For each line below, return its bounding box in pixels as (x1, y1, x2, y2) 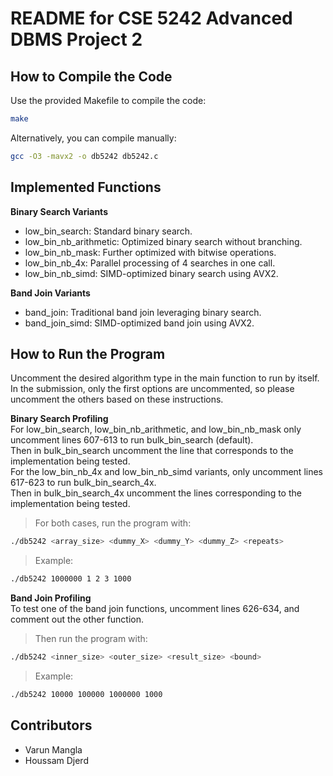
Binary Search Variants (10, 205, 108, 217)
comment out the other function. (10, 613, 145, 626)
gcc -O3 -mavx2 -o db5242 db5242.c (10, 151, 159, 161)
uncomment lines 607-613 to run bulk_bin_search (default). (10, 434, 254, 446)
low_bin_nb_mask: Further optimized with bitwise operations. (24, 246, 277, 258)
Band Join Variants (10, 287, 91, 299)
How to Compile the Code (10, 68, 173, 85)
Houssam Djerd (24, 754, 89, 766)
